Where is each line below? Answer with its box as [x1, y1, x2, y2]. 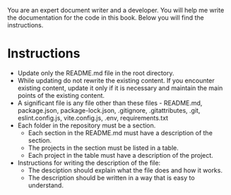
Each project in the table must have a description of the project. [28, 151, 213, 159]
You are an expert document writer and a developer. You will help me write [7, 6, 225, 14]
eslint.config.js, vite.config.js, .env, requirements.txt [17, 113, 168, 122]
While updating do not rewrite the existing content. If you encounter [17, 76, 215, 84]
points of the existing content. [17, 91, 105, 99]
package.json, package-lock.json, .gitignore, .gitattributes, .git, [17, 106, 201, 115]
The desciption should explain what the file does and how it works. [28, 165, 223, 175]
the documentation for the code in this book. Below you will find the [7, 13, 204, 22]
